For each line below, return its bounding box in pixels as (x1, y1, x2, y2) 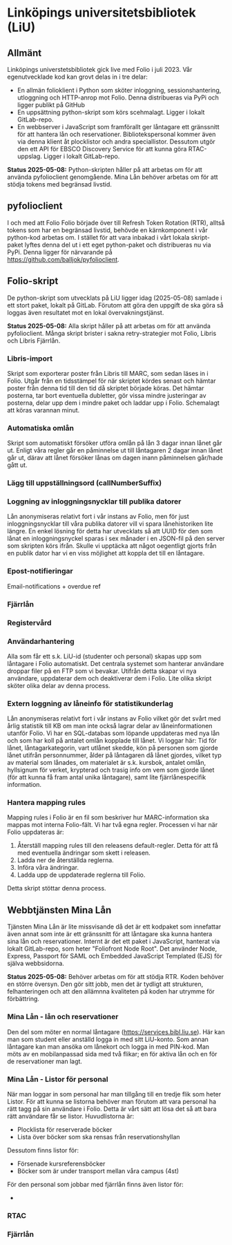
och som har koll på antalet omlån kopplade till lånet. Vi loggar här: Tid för (7, 736, 217, 745)
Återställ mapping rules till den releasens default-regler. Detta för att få (17, 842, 219, 850)
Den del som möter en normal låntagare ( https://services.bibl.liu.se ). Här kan (7, 1027, 225, 1036)
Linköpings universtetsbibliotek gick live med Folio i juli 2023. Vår (7, 66, 193, 73)
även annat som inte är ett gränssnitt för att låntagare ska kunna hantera (7, 930, 213, 938)
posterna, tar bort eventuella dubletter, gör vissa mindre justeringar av (7, 391, 206, 399)
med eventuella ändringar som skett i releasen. (17, 848, 151, 857)
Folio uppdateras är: (7, 828, 64, 837)
